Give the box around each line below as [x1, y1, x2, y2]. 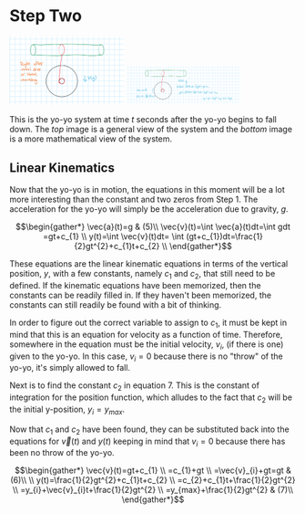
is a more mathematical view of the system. [9, 133, 173, 144]
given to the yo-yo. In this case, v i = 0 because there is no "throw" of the [9, 351, 284, 363]
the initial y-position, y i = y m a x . [9, 404, 126, 416]
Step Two [9, 5, 82, 26]
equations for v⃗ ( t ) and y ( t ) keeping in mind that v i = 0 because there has [9, 435, 286, 448]
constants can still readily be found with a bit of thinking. [9, 299, 222, 310]
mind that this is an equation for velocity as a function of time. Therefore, [9, 329, 283, 340]
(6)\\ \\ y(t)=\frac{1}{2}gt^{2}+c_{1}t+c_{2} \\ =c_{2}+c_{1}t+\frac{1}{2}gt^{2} [10, 475, 296, 486]
